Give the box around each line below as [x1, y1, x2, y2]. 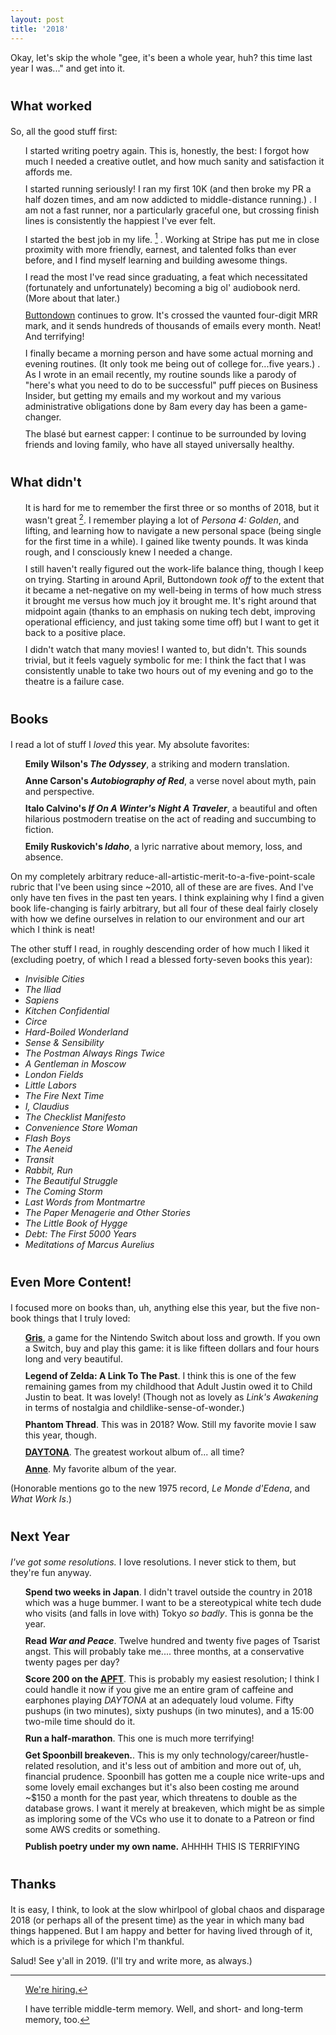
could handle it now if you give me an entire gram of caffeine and [24, 1683, 294, 1695]
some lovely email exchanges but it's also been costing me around [24, 1781, 300, 1793]
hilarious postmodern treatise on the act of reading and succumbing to [24, 812, 317, 825]
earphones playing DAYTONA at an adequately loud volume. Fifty [24, 1694, 294, 1706]
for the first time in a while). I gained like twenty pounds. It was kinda [24, 535, 309, 547]
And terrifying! [24, 331, 85, 343]
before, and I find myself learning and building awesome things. [24, 254, 288, 266]
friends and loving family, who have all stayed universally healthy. [24, 439, 295, 451]
